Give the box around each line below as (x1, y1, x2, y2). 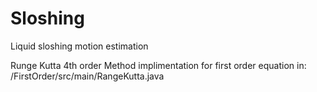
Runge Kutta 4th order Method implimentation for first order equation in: (10, 59, 307, 71)
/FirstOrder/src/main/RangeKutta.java (10, 70, 165, 82)
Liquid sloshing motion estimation (10, 40, 149, 52)
